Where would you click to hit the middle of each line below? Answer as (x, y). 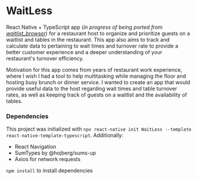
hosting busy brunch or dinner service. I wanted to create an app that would (98, 82)
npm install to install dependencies (49, 171)
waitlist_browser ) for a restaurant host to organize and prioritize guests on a (98, 33)
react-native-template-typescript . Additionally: (65, 135)
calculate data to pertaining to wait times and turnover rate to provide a (92, 46)
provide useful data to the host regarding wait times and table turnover (92, 88)
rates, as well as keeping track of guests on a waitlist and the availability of (96, 95)
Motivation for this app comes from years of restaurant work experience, (94, 69)
